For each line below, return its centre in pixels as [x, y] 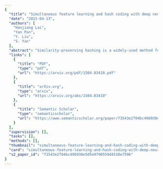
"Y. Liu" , [23, 37]
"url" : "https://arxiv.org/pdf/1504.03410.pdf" [67, 73]
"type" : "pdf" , [33, 69]
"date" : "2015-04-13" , [32, 19]
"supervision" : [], [29, 132]
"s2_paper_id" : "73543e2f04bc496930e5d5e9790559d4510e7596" [71, 154]
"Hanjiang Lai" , [30, 28]
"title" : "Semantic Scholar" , [48, 109]
